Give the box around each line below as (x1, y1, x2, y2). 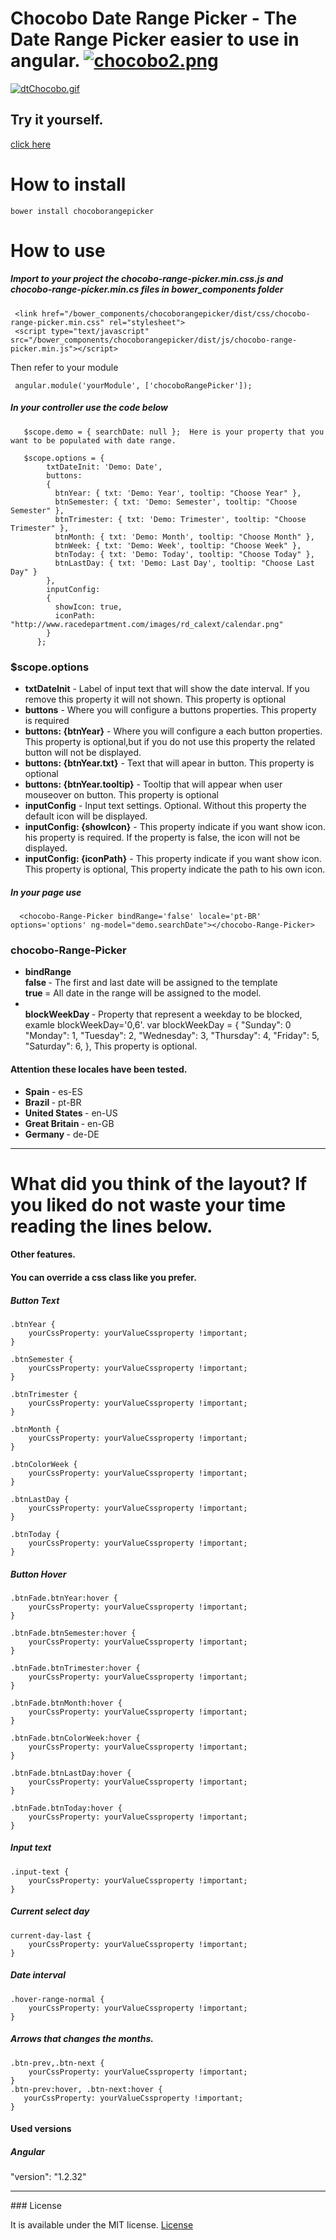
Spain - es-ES (24, 1085, 83, 1097)
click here (10, 138, 52, 150)
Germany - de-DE (24, 1128, 100, 1140)
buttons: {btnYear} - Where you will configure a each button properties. (24, 725, 323, 737)
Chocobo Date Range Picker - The (10, 7, 298, 30)
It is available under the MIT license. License (10, 2219, 194, 2231)
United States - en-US (24, 1107, 118, 1119)
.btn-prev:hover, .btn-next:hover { (10, 2084, 163, 2094)
